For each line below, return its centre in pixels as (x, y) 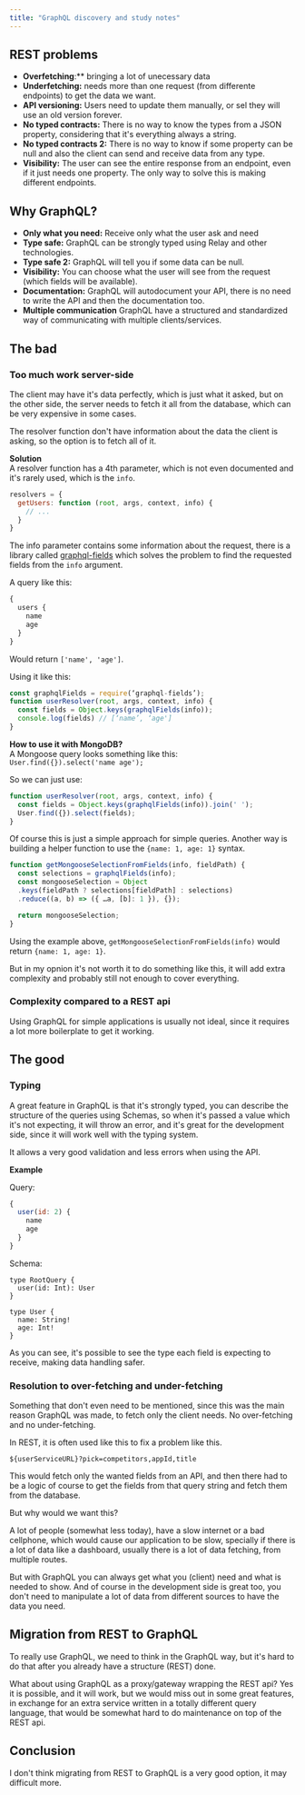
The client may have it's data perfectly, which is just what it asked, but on (147, 394)
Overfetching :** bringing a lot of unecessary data (116, 76)
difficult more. (35, 1782)
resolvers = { (36, 494)
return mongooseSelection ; (69, 915)
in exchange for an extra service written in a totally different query (133, 1703)
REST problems (54, 55)
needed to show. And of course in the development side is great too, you (145, 1587)
